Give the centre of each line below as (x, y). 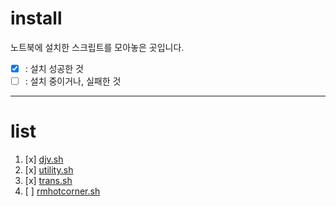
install (36, 18)
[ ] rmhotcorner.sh (62, 191)
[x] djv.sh (44, 159)
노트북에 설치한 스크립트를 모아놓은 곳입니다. (97, 47)
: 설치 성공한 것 (54, 68)
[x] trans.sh (48, 180)
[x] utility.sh (49, 170)
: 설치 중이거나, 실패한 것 (73, 81)
